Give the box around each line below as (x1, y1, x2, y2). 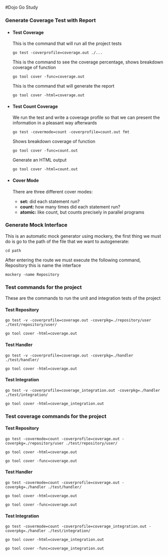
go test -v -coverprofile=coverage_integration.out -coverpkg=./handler (5, 388, 160, 393)
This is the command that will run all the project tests (12, 40, 122, 47)
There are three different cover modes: (12, 188, 93, 194)
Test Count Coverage (12, 103, 58, 109)
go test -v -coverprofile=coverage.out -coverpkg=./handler (5, 353, 134, 358)
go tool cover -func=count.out (12, 148, 78, 153)
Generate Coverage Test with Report (5, 17, 96, 24)
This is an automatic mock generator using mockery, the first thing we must (5, 233, 161, 239)
